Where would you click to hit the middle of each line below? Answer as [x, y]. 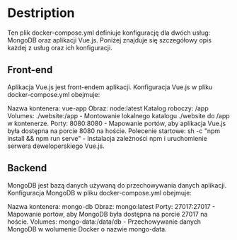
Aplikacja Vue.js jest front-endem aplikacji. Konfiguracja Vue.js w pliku [110, 87]
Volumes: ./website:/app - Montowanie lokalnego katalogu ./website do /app [118, 115]
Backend [27, 168]
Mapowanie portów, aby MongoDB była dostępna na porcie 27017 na [108, 214]
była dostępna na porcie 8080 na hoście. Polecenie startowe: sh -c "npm [114, 131]
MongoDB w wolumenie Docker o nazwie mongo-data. [87, 229]
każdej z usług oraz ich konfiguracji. [60, 47]
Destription [41, 13]
